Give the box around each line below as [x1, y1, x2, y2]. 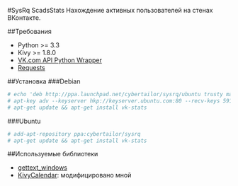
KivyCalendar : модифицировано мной [17, 171, 132, 180]
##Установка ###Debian [7, 77, 81, 86]
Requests [17, 64, 45, 71]
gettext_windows [17, 163, 67, 172]
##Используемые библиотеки [7, 150, 98, 158]
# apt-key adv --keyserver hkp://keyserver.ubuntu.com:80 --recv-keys [7, 97, 220, 105]
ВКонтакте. [7, 13, 41, 22]
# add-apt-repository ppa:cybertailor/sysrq [7, 130, 141, 137]
